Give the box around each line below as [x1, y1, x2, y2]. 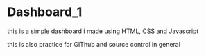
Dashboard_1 [7, 4, 83, 20]
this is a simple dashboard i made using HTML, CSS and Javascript [7, 27, 199, 35]
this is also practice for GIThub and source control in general [7, 40, 180, 48]
